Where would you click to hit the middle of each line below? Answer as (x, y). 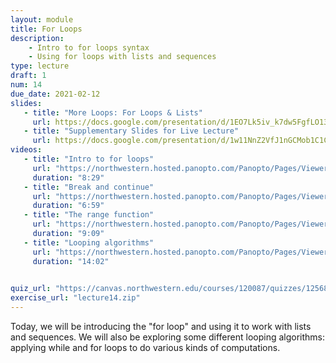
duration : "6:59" (68, 206)
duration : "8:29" (68, 177)
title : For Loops (46, 29)
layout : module (42, 19)
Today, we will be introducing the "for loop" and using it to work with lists (161, 326)
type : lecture (40, 66)
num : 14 (26, 85)
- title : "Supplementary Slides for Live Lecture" (131, 131)
